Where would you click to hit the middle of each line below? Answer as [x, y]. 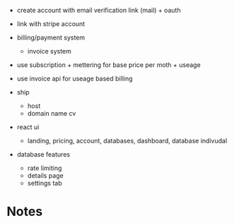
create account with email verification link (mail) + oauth [99, 10]
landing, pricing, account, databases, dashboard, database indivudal [127, 141]
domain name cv [52, 113]
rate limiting [45, 168]
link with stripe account [51, 24]
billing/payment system [51, 37]
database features [43, 154]
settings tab [45, 183]
